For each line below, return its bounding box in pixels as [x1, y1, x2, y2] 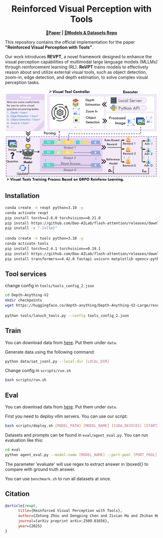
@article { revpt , [5, 503, 38, 508]
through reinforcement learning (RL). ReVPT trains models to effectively [5, 64, 149, 70]
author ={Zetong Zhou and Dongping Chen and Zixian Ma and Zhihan [17, 513, 153, 519]
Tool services [5, 270, 47, 278]
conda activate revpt [5, 210, 49, 215]
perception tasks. [5, 79, 40, 85]
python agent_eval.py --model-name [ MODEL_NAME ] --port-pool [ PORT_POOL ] [5, 452, 158, 457]
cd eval [5, 447, 21, 452]
